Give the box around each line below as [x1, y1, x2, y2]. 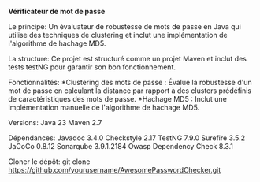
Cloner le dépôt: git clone [8, 157, 91, 166]
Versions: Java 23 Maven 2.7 [8, 118, 102, 127]
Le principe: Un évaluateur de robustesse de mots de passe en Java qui [8, 22, 242, 31]
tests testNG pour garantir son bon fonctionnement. [8, 62, 176, 72]
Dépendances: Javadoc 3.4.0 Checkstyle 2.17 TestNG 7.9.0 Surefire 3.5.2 [8, 133, 246, 143]
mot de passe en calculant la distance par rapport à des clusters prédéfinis [8, 86, 252, 95]
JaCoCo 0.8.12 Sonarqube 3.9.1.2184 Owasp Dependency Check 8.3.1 [8, 142, 234, 150]
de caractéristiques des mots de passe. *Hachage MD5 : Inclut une [8, 95, 227, 103]
